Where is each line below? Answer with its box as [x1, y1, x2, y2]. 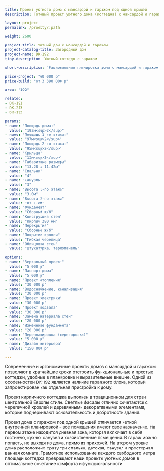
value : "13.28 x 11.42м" [9, 164, 60, 169]
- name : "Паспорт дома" [5, 269, 54, 273]
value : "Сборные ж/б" [9, 228, 54, 233]
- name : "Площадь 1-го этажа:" [5, 133, 69, 137]
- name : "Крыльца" [5, 150, 42, 156]
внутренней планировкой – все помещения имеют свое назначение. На [5, 424, 156, 430]
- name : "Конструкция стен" [5, 214, 62, 219]
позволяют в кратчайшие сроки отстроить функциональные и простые [5, 369, 154, 375]
